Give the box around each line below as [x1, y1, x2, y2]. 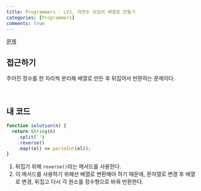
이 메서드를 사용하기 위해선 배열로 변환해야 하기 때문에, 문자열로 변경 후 [15, 170, 185, 178]
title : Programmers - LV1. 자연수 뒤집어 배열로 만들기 [6, 9, 136, 15]
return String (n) [12, 128, 56, 134]
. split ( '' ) [17, 134, 45, 140]
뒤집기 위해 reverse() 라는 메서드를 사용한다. [15, 163, 122, 170]
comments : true [6, 20, 45, 26]
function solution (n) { [6, 123, 67, 129]
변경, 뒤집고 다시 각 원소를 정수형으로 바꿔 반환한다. [21, 178, 144, 186]
